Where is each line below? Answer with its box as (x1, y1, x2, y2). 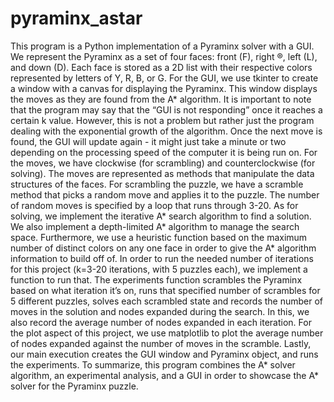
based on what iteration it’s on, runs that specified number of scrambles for (10, 284, 321, 296)
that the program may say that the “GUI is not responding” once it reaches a (10, 103, 323, 116)
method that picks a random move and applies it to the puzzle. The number (10, 188, 320, 201)
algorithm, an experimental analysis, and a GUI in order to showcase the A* (10, 369, 319, 381)
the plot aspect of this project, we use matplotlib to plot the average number (10, 327, 324, 339)
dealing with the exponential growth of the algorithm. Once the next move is (10, 125, 323, 137)
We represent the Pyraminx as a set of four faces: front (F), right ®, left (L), (10, 50, 318, 62)
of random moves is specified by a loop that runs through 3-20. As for (10, 199, 299, 211)
